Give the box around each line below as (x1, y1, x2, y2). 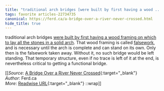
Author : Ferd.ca (5, 75, 37, 81)
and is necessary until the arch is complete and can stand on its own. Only (5, 45, 156, 51)
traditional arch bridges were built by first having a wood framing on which (5, 34, 157, 40)
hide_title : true (5, 21, 41, 26)
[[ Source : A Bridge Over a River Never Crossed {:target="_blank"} (5, 70, 137, 76)
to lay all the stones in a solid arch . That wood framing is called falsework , (5, 40, 155, 46)
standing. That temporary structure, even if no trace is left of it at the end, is (5, 55, 159, 61)
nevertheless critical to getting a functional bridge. (5, 61, 107, 66)
